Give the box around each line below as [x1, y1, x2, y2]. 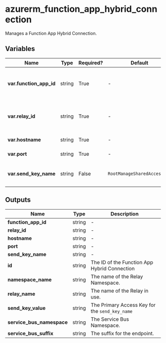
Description [110, 210, 139, 217]
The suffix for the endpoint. [90, 330, 154, 337]
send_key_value [7, 304, 46, 311]
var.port [7, 150, 27, 157]
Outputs [5, 196, 31, 204]
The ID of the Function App [90, 258, 154, 265]
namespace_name [7, 276, 52, 283]
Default [130, 59, 149, 66]
